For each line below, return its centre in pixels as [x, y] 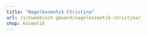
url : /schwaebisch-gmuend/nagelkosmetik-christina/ [73, 18]
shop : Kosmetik [26, 23]
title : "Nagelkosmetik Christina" [51, 12]
